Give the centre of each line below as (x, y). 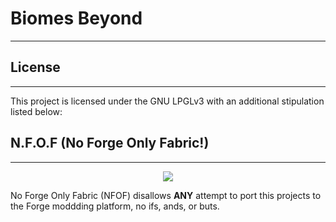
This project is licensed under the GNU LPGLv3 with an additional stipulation (167, 101)
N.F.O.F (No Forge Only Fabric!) (110, 143)
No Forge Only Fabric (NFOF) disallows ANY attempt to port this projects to (166, 195)
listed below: (36, 111)
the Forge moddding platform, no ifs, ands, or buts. (115, 206)
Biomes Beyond (76, 18)
